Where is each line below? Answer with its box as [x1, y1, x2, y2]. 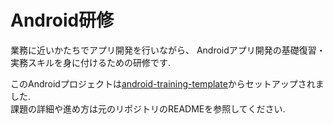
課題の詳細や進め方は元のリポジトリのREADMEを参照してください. [10, 102, 286, 115]
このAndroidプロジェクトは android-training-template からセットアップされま [10, 77, 325, 90]
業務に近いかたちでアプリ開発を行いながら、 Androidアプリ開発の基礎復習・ [10, 44, 326, 56]
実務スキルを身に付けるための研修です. [10, 56, 172, 68]
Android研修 [10, 9, 115, 32]
